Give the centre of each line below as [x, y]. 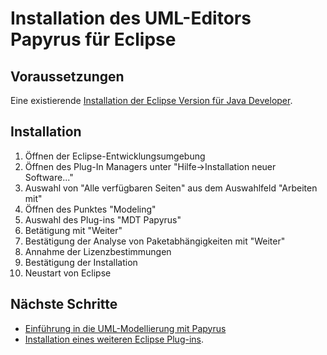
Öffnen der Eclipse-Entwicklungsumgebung [115, 156]
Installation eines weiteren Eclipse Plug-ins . [114, 339]
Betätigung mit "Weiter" [73, 230]
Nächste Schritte [64, 304]
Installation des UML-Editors [131, 18]
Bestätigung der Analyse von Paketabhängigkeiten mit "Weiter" [155, 241]
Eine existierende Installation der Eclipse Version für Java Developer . [151, 100]
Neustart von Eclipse [68, 273]
